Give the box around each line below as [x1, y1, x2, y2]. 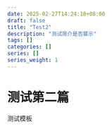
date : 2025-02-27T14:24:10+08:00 [7, 10, 106, 18]
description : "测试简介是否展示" [7, 30, 97, 38]
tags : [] [7, 37, 33, 44]
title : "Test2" [7, 23, 52, 30]
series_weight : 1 [7, 57, 58, 64]
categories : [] [7, 43, 52, 50]
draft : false [7, 17, 46, 24]
